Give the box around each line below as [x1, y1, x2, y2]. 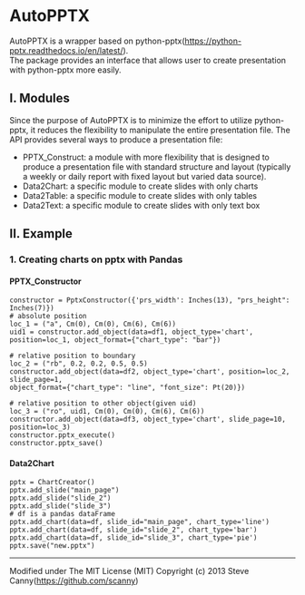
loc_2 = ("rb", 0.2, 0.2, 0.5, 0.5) [9, 359, 148, 368]
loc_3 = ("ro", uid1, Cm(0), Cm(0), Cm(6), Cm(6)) [9, 407, 205, 416]
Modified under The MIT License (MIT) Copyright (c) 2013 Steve [9, 566, 250, 577]
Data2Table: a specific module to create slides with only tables [22, 190, 257, 200]
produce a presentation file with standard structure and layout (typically [22, 161, 291, 172]
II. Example [9, 226, 73, 241]
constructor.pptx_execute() [9, 431, 116, 440]
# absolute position [9, 312, 88, 321]
